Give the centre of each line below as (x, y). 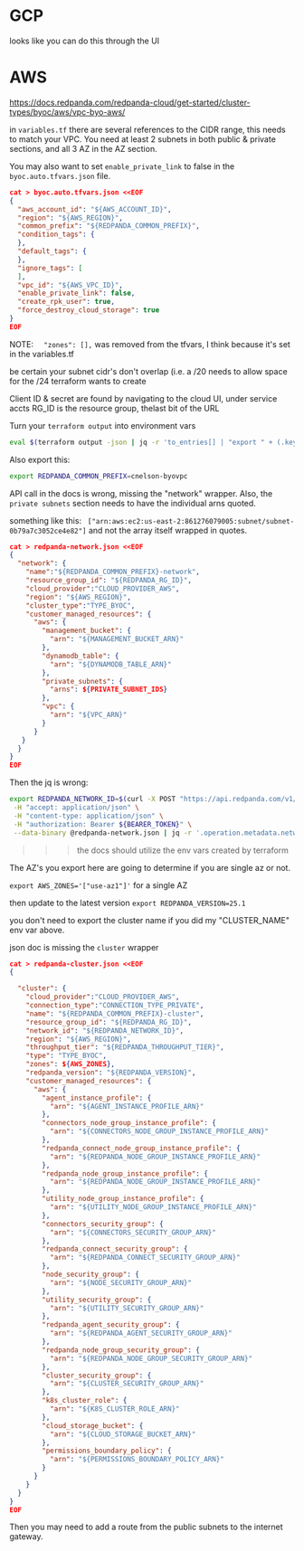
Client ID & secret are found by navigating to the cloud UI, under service (143, 398)
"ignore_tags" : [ (50, 268)
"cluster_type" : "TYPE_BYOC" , (81, 605)
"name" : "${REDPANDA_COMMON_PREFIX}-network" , (113, 572)
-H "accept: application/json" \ (76, 808)
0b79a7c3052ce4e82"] (48, 531)
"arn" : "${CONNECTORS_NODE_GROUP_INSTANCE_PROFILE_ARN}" (159, 1131)
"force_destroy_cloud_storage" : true (89, 310)
